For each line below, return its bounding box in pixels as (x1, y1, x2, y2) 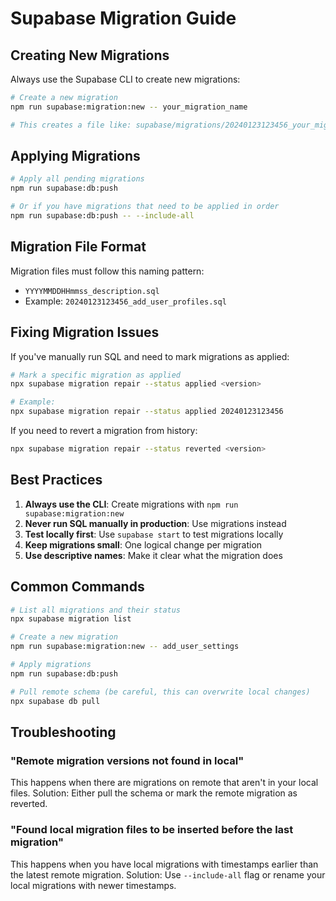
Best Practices (10, 472, 103, 489)
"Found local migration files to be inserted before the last (10, 823, 294, 837)
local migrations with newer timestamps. (10, 879, 177, 891)
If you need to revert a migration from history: (10, 425, 198, 437)
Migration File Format (10, 238, 147, 256)
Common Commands (10, 578, 145, 596)
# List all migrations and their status (10, 605, 182, 615)
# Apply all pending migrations (10, 174, 145, 184)
